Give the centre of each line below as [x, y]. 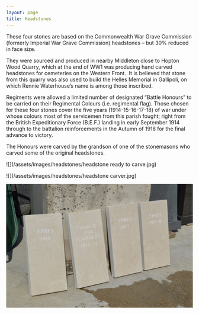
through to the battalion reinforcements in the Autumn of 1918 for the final [96, 129]
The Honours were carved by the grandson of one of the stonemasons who [98, 146]
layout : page [22, 12]
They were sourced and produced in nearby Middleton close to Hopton [93, 60]
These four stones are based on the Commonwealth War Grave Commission [99, 36]
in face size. [21, 49]
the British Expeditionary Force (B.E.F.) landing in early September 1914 [93, 122]
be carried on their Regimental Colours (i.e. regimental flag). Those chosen [97, 103]
